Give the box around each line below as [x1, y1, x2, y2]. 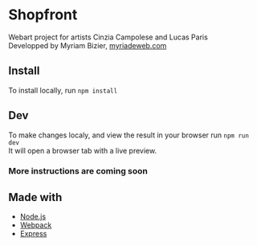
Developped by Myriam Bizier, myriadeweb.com [8, 40, 167, 50]
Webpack [19, 220, 52, 230]
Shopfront [8, 6, 78, 24]
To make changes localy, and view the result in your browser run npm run [8, 130, 249, 140]
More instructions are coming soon [8, 166, 149, 177]
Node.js [19, 211, 47, 222]
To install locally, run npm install [8, 85, 118, 95]
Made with [8, 191, 63, 204]
